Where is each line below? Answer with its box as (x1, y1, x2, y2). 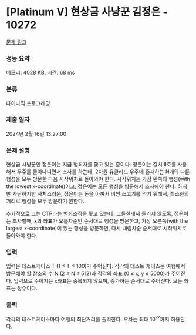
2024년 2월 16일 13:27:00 (6, 130, 67, 137)
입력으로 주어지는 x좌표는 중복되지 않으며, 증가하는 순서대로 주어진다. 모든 (13, 277, 183, 284)
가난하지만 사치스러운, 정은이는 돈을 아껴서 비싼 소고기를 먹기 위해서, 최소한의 (12, 190, 190, 197)
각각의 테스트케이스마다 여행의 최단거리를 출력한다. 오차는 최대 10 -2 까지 (6, 314, 170, 323)
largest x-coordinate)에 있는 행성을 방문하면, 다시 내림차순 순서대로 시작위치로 (6, 225, 187, 232)
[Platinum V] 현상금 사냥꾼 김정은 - (6, 5, 168, 19)
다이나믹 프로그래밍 (6, 99, 50, 106)
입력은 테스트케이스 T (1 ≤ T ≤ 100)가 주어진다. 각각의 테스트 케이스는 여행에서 (6, 263, 185, 270)
